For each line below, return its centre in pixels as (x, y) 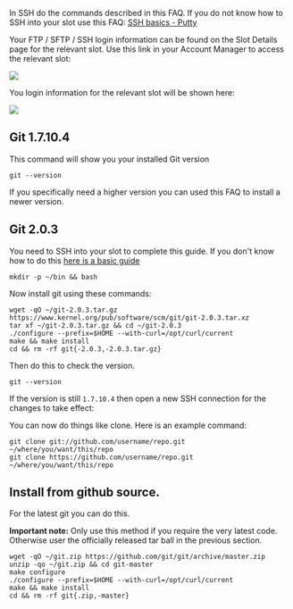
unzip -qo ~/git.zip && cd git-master (81, 565)
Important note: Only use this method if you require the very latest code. (143, 531)
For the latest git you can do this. (70, 513)
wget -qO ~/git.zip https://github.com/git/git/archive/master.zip (138, 557)
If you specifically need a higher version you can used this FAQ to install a (145, 192)
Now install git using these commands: (80, 293)
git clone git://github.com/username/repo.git (97, 441)
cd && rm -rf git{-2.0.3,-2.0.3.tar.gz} (86, 349)
